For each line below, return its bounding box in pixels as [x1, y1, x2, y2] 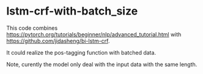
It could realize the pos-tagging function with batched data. [6, 49, 157, 56]
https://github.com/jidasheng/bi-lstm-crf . [6, 37, 110, 44]
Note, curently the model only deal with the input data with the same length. [6, 61, 197, 68]
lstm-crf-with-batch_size [6, 4, 138, 18]
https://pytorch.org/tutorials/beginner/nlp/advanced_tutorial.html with [6, 30, 182, 38]
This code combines [6, 24, 58, 32]
